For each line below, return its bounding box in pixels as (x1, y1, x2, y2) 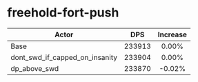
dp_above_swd (10, 63, 59, 73)
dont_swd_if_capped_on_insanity (10, 52, 117, 62)
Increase (157, 30, 188, 39)
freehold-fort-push (7, 5, 119, 21)
